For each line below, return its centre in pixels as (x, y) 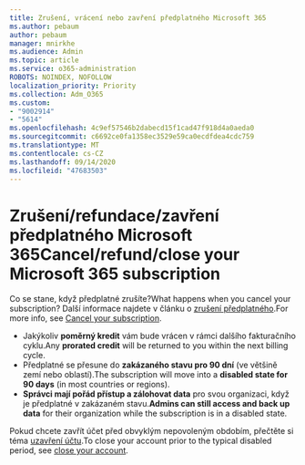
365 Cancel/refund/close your (125, 254)
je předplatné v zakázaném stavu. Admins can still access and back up (156, 404)
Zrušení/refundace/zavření (115, 216)
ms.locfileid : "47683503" (58, 170)
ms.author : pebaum (44, 26)
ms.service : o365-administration (73, 69)
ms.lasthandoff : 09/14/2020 (63, 162)
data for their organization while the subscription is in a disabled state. (155, 413)
